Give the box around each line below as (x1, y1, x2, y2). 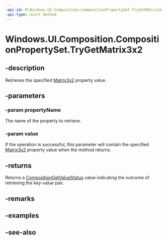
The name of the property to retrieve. (5, 118, 82, 124)
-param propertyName (5, 106, 61, 113)
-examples (5, 212, 39, 220)
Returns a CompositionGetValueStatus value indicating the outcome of (5, 175, 150, 181)
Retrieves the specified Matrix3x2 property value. (5, 77, 107, 83)
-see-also (5, 228, 36, 237)
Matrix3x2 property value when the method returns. (5, 147, 112, 153)
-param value (5, 130, 38, 137)
